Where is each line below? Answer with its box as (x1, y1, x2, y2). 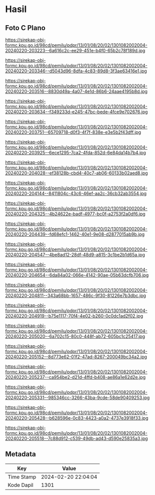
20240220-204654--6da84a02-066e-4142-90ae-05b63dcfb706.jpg (5, 272, 149, 278)
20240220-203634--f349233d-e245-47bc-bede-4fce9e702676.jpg (5, 109, 148, 115)
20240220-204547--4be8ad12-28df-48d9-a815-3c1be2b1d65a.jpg (5, 252, 145, 257)
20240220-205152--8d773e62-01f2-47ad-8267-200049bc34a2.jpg (5, 354, 147, 360)
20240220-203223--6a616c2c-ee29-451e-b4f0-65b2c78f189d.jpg (5, 48, 145, 53)
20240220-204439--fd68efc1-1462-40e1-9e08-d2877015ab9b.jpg (5, 231, 145, 237)
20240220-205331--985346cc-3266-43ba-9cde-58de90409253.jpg (5, 394, 150, 401)
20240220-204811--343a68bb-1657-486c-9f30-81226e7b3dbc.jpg (5, 292, 146, 299)
